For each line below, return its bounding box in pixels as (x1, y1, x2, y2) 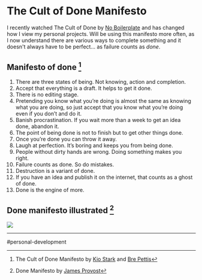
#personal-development (7, 238, 67, 245)
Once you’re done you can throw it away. (15, 135, 117, 142)
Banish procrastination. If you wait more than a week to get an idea (15, 116, 181, 123)
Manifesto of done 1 (7, 60, 82, 72)
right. (15, 154, 29, 162)
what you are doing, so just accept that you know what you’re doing (15, 104, 183, 111)
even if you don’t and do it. (15, 109, 82, 117)
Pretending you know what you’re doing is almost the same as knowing (15, 97, 191, 104)
